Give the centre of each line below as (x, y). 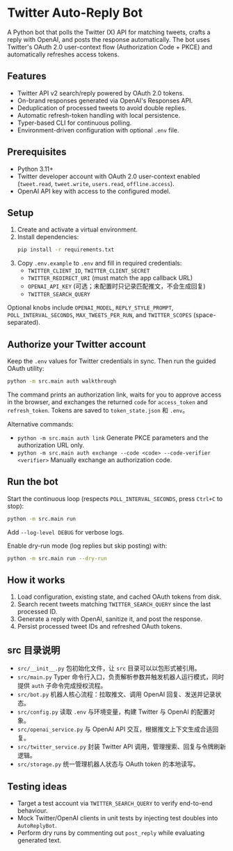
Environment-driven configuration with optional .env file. (98, 130)
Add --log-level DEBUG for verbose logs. (66, 532)
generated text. (39, 840)
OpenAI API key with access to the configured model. (94, 191)
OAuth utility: (26, 369)
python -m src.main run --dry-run (57, 558)
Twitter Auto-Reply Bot (75, 13)
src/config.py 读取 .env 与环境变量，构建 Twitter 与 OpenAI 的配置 (113, 712)
